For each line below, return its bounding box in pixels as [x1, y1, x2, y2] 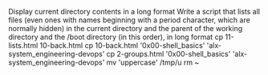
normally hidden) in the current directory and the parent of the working [8, 24, 243, 33]
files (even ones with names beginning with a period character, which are [8, 15, 250, 25]
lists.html [8, 41, 39, 50]
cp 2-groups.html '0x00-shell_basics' [106, 49, 231, 58]
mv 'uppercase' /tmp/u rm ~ [106, 57, 200, 67]
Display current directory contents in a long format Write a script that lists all [8, 7, 261, 16]
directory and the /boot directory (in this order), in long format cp [8, 32, 223, 41]
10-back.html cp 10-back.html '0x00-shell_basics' [39, 41, 205, 50]
